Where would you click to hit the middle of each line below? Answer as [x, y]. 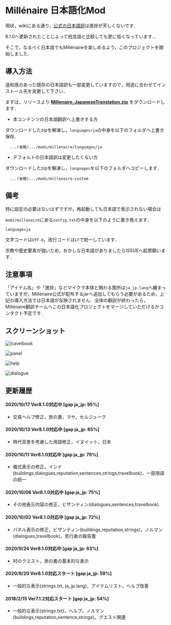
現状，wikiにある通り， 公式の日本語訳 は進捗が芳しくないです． [72, 26]
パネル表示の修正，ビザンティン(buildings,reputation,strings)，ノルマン [88, 529]
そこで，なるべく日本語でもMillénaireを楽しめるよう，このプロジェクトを [82, 47]
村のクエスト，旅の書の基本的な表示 [51, 561]
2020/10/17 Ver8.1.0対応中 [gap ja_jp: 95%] [52, 405]
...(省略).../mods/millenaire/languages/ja [56, 147]
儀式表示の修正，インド [37, 467]
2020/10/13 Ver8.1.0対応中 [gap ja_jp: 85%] [52, 429]
